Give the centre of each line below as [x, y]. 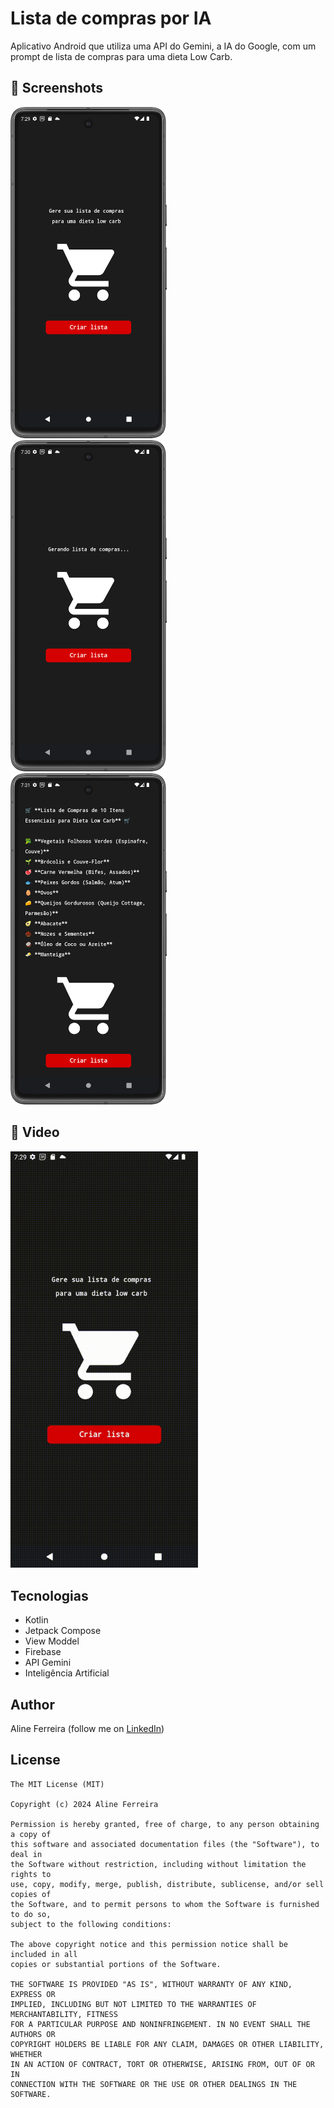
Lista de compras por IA [111, 18]
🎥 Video [35, 1132]
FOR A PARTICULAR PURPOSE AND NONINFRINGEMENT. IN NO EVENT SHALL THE [160, 2024]
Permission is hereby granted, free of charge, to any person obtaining [165, 1824]
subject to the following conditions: [91, 1924]
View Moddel [52, 1641]
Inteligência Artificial [67, 1673]
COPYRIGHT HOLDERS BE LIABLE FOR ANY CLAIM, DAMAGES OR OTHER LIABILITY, [167, 2044]
